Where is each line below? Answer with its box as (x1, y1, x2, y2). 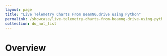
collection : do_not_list (5, 21, 57, 26)
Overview (5, 43, 46, 54)
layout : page (5, 7, 32, 12)
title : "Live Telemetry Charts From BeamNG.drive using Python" (5, 12, 141, 17)
